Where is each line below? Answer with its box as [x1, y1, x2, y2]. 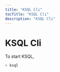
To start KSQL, [5, 53, 35, 59]
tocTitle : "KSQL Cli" [5, 12, 49, 17]
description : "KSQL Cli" [5, 16, 56, 21]
